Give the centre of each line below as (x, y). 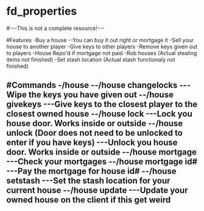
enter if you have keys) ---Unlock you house (92, 143)
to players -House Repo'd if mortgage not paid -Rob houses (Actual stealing (102, 53)
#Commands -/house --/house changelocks (92, 85)
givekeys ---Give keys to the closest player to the (102, 104)
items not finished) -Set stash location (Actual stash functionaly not (91, 59)
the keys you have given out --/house (101, 95)
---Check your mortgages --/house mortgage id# (102, 162)
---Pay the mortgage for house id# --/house (91, 172)
